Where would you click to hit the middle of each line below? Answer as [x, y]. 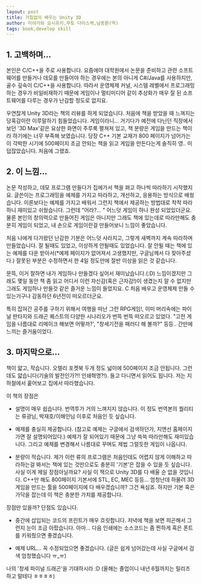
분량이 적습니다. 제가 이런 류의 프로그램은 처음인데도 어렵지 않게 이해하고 [100, 457]
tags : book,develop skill [39, 29]
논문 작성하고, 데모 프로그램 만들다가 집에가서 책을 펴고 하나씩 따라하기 [89, 187]
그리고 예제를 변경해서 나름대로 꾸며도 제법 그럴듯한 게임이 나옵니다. [108, 444]
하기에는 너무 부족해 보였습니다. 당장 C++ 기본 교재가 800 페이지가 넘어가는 [102, 136]
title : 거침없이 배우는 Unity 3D [44, 17]
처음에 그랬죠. [55, 151]
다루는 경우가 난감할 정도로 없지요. [67, 101]
